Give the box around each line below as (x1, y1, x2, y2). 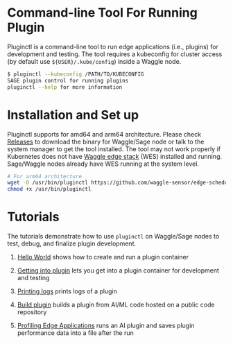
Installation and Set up (7, 107, 139, 123)
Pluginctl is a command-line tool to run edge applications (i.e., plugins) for (7, 42, 218, 51)
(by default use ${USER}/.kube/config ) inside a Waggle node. (7, 57, 182, 65)
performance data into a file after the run (17, 329, 134, 337)
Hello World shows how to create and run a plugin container (17, 253, 189, 261)
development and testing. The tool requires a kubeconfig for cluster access (7, 50, 223, 58)
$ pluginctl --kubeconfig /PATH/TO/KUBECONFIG (7, 71, 144, 78)
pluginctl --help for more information (7, 83, 123, 91)
